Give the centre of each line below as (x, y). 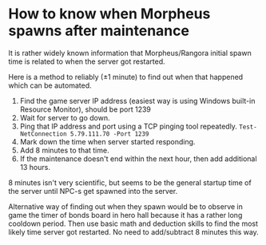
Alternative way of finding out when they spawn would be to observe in (126, 206)
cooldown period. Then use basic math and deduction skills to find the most (133, 223)
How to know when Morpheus (109, 14)
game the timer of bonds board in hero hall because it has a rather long (125, 215)
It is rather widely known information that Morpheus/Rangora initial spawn (130, 53)
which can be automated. (50, 85)
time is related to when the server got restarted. (87, 61)
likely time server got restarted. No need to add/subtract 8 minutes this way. (134, 231)
